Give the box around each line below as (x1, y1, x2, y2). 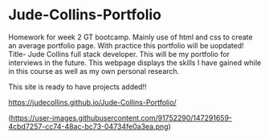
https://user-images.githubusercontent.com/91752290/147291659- (10, 112, 233, 122)
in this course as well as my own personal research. (8, 66, 180, 76)
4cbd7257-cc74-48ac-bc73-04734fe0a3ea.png (8, 121, 169, 131)
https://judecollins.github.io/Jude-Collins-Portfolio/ (8, 97, 177, 107)
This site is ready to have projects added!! (8, 82, 147, 92)
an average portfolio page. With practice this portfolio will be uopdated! (8, 40, 244, 50)
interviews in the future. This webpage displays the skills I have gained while (8, 58, 262, 67)
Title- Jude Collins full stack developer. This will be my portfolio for (8, 49, 230, 59)
